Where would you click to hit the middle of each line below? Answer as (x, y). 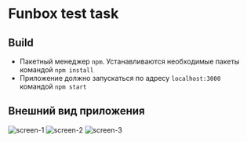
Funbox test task (64, 14)
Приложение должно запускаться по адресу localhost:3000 (120, 78)
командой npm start (53, 86)
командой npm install (56, 70)
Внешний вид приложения (76, 111)
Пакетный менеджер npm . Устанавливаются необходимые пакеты (129, 61)
